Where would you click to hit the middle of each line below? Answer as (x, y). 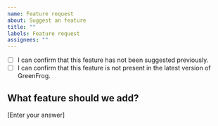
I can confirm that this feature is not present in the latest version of (114, 68)
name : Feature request (40, 14)
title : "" (22, 27)
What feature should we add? (73, 98)
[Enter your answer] (36, 115)
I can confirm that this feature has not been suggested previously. (113, 60)
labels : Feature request (44, 33)
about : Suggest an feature (47, 20)
